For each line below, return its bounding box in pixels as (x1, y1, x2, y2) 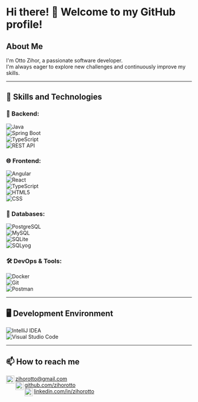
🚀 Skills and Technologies (6, 92, 103, 102)
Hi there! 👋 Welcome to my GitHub (6, 5, 176, 19)
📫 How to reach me (6, 357, 80, 367)
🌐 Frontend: (6, 156, 41, 164)
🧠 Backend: (6, 110, 39, 118)
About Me (6, 41, 43, 51)
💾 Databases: (6, 209, 45, 218)
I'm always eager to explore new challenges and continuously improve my (6, 63, 186, 70)
